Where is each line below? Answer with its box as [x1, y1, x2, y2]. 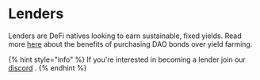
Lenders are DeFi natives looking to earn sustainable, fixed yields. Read [8, 31, 242, 40]
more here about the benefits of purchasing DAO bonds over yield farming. [8, 39, 253, 48]
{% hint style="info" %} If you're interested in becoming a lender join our [8, 55, 246, 64]
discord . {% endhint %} [8, 63, 87, 72]
